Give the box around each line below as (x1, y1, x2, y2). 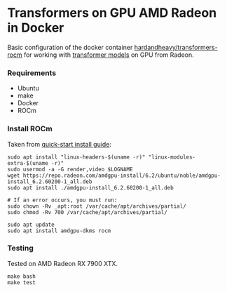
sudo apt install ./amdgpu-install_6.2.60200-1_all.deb (7, 184, 174, 191)
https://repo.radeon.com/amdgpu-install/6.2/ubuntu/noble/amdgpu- (22, 172, 221, 179)
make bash (7, 272, 36, 280)
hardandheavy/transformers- (134, 43, 219, 51)
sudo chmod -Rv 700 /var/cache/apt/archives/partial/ (7, 208, 168, 215)
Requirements (7, 68, 57, 78)
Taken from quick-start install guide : (7, 140, 112, 148)
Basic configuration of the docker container (7, 43, 133, 51)
